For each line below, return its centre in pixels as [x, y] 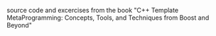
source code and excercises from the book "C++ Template [93, 10]
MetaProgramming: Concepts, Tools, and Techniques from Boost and [108, 18]
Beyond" [20, 25]
